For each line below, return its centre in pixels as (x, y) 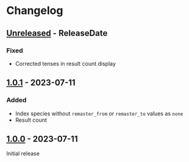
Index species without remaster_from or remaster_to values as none (99, 113)
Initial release (23, 153)
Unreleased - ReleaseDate (57, 33)
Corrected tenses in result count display (65, 63)
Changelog (35, 11)
